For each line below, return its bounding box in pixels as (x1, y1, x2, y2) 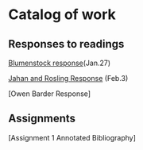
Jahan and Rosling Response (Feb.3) (8, 74, 129, 83)
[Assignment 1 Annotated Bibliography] (8, 133, 137, 142)
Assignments (8, 112, 76, 125)
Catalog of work (8, 6, 117, 24)
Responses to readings (8, 37, 125, 51)
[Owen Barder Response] (8, 89, 91, 98)
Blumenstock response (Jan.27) (8, 58, 111, 67)
